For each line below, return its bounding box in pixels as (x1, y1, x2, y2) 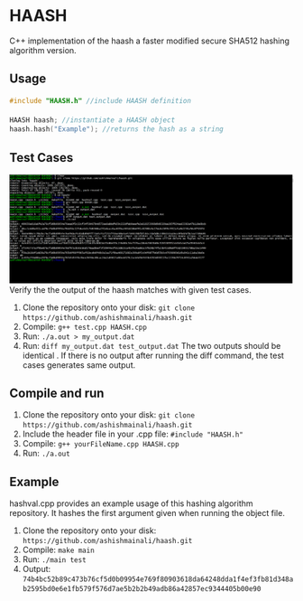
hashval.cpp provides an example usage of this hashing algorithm (9, 498, 254, 509)
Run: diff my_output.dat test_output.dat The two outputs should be (22, 340, 281, 351)
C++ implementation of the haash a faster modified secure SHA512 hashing (9, 35, 290, 46)
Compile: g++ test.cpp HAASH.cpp (22, 321, 147, 332)
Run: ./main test (22, 554, 87, 565)
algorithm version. (9, 44, 77, 55)
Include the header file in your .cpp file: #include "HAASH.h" (22, 428, 243, 439)
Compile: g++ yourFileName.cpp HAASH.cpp (22, 438, 179, 449)
